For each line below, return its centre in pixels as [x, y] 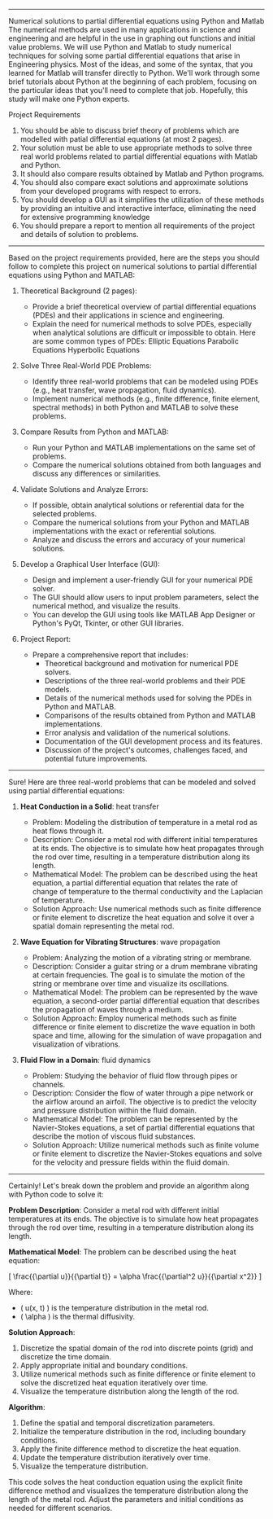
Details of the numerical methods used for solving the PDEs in [148, 698]
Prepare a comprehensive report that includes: [110, 655]
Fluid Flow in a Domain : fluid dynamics [85, 1060]
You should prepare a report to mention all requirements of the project [137, 226]
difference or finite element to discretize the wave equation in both [144, 1027]
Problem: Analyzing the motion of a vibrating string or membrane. [142, 957]
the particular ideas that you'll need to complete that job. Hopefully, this [128, 90]
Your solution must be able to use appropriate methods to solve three [136, 148]
